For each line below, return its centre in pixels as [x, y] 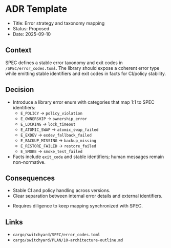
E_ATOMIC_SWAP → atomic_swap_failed [59, 129]
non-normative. [29, 162]
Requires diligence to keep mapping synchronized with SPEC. [78, 206]
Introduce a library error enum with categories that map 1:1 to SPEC [83, 102]
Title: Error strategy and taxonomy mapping [59, 23]
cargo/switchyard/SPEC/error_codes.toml [56, 235]
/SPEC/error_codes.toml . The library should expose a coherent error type [82, 68]
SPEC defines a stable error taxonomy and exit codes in [64, 63]
